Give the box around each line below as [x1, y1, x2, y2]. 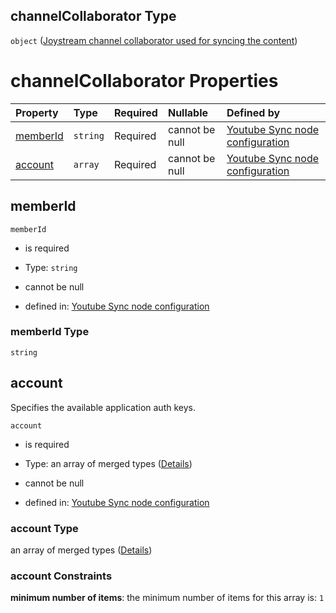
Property [15, 105, 59, 119]
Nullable [167, 105, 209, 119]
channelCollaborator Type [10, 8, 177, 25]
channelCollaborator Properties [10, 70, 279, 92]
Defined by [226, 105, 281, 119]
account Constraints [10, 569, 113, 583]
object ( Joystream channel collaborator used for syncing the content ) [10, 34, 298, 46]
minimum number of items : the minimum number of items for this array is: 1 [10, 592, 325, 604]
